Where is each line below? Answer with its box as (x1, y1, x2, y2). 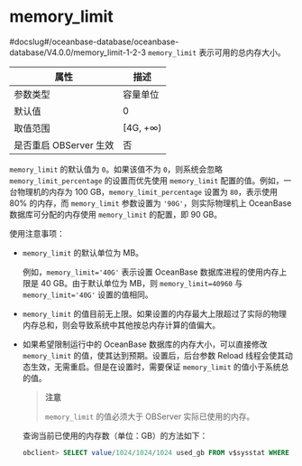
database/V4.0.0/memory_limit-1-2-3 (9, 47, 147, 58)
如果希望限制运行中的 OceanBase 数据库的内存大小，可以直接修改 (22, 339, 268, 349)
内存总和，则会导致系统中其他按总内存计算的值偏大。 (22, 319, 221, 331)
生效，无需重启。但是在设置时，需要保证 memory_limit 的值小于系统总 (30, 361, 289, 372)
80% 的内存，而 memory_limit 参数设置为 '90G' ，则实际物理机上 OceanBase (9, 197, 292, 209)
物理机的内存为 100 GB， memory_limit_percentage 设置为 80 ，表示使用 (16, 186, 278, 197)
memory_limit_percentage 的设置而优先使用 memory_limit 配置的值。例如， (9, 174, 284, 186)
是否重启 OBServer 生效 (14, 138, 114, 151)
